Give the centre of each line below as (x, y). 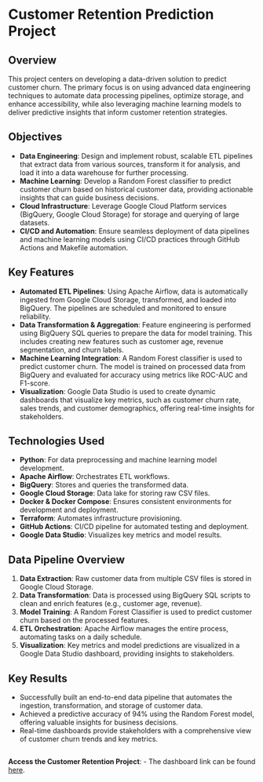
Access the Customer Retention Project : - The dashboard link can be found (132, 762)
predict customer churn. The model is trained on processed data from (132, 366)
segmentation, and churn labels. (71, 349)
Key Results (38, 678)
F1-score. (35, 383)
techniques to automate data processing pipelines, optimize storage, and (126, 95)
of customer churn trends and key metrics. (89, 739)
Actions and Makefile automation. (73, 247)
